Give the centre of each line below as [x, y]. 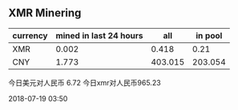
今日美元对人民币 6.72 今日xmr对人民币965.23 [85, 82]
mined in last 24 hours [99, 35]
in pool [209, 35]
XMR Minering [45, 13]
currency [30, 35]
